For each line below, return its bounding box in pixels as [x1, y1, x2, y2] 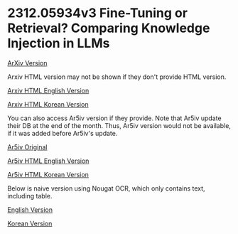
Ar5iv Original [7, 142, 48, 151]
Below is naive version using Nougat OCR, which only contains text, [7, 184, 205, 193]
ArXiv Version [7, 58, 48, 67]
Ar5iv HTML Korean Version [7, 170, 89, 179]
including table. [7, 191, 53, 200]
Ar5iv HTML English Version [7, 156, 90, 165]
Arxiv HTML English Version [7, 86, 90, 95]
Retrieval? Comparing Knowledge [7, 20, 210, 36]
